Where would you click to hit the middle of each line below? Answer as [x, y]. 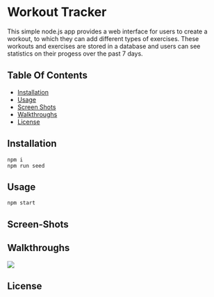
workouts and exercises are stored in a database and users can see [104, 46]
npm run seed [26, 166]
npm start [22, 203]
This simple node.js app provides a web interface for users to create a [107, 31]
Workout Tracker [57, 12]
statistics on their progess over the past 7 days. [75, 54]
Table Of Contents [48, 75]
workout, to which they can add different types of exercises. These [103, 38]
